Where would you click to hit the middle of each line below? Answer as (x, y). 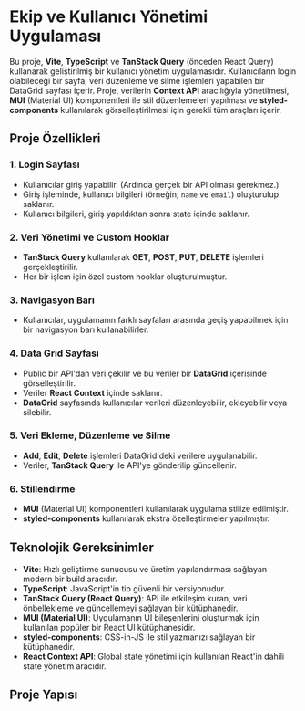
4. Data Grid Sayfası (55, 353)
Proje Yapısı (44, 695)
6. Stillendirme (42, 488)
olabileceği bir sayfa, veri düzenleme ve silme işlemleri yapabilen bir (137, 80)
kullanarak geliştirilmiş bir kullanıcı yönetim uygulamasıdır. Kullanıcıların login (153, 71)
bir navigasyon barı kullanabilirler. (86, 329)
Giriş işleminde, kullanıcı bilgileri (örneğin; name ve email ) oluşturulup (151, 194)
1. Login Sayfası (45, 164)
